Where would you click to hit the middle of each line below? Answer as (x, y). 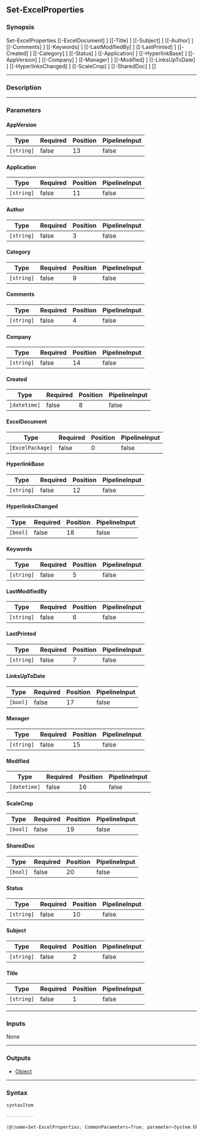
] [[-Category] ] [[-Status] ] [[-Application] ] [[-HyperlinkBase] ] (108, 53)
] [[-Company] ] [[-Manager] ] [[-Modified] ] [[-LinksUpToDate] (117, 59)
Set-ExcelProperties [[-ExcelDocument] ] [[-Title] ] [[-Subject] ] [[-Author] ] (100, 40)
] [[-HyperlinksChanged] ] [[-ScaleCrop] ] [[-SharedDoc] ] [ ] (81, 66)
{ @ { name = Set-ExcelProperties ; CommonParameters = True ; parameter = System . (100, 1127)
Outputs (19, 1058)
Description (24, 87)
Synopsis (20, 27)
